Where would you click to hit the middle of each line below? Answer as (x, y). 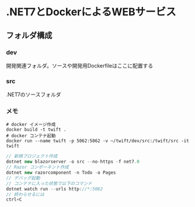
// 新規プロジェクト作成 (32, 156)
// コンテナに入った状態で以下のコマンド (49, 183)
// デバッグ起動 (23, 178)
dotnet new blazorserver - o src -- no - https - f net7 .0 (73, 162)
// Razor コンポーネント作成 (37, 167)
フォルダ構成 (29, 35)
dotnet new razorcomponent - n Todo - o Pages (61, 173)
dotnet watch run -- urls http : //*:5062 (55, 189)
